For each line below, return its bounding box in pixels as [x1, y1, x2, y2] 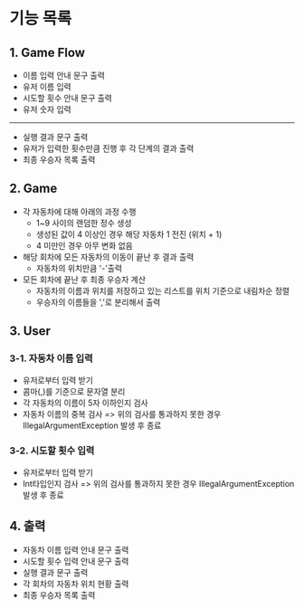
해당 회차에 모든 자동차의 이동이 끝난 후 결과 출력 [22, 251, 195, 262]
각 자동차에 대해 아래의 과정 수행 [22, 205, 137, 217]
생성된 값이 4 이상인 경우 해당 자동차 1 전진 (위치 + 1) [35, 228, 223, 240]
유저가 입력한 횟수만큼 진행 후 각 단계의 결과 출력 [22, 143, 195, 154]
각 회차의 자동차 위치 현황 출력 [22, 578, 129, 589]
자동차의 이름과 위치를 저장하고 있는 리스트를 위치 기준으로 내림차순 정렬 [35, 285, 290, 296]
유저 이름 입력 [22, 81, 71, 91]
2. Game [9, 181, 58, 196]
